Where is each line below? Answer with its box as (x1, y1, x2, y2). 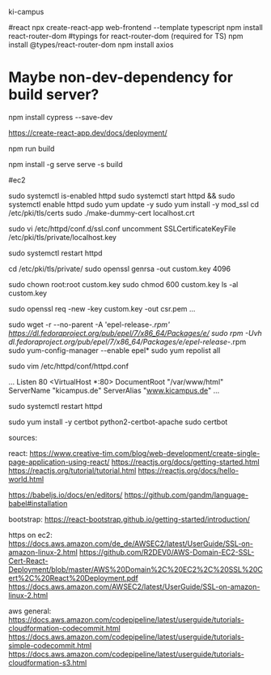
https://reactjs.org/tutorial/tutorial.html (8, 466, 137, 475)
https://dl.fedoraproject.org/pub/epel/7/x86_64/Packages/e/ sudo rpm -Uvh (8, 328, 263, 337)
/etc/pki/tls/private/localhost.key (8, 232, 117, 242)
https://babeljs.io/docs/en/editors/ (8, 490, 123, 500)
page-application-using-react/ (8, 457, 110, 466)
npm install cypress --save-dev (8, 112, 113, 122)
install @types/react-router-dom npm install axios (8, 40, 174, 49)
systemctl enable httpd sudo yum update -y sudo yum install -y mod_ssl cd (8, 199, 260, 209)
